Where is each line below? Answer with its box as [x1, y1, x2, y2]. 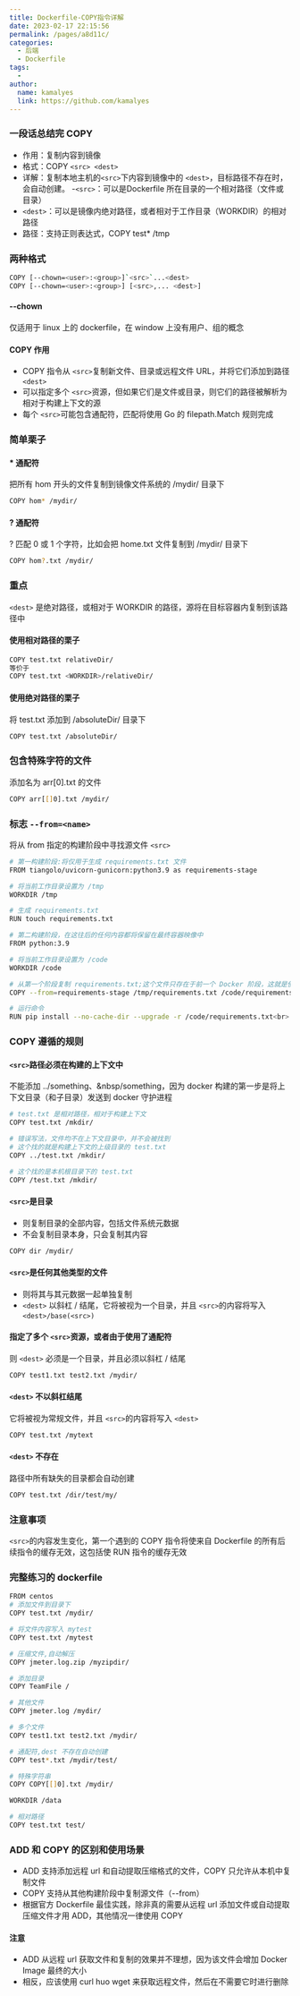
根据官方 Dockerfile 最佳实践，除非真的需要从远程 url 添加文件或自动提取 [21, 1899, 290, 1910]
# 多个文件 [9, 1723, 45, 1732]
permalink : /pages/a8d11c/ [9, 30, 110, 38]
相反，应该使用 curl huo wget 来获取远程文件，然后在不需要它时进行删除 [21, 1976, 289, 1987]
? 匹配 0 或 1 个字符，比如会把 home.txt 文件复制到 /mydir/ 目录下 [9, 539, 248, 550]
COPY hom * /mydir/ [9, 497, 78, 506]
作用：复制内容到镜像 [21, 149, 101, 160]
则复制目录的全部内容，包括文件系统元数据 [21, 1217, 179, 1228]
